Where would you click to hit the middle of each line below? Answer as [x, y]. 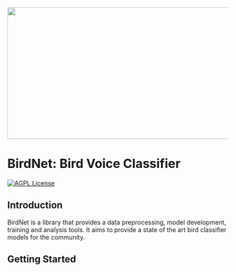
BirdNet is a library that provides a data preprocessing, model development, [117, 222]
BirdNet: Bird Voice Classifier [94, 164]
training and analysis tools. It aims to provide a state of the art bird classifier [117, 229]
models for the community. [46, 237]
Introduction [35, 206]
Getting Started [42, 259]
